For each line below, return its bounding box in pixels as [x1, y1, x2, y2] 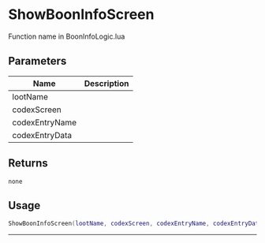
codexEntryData [12, 129, 73, 140]
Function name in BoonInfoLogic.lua [8, 32, 125, 41]
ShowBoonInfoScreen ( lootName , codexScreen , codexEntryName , [8, 219, 211, 228]
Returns [8, 156, 49, 170]
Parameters [8, 54, 67, 68]
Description [84, 77, 129, 88]
